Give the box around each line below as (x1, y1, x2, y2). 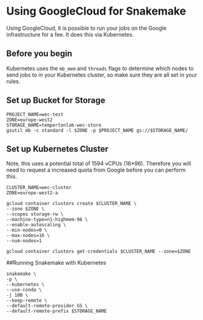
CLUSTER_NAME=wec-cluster (6, 184, 72, 191)
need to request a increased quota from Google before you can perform (6, 166, 186, 174)
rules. (6, 77, 21, 85)
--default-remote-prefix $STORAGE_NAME (6, 308, 107, 315)
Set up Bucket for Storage (6, 96, 106, 106)
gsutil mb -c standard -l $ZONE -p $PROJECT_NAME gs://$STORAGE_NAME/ (6, 127, 188, 133)
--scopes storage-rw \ (6, 211, 64, 217)
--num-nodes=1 (6, 238, 42, 244)
